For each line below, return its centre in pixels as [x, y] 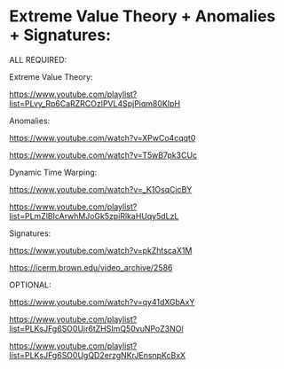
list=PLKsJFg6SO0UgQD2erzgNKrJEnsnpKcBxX [98, 355]
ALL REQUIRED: [38, 59]
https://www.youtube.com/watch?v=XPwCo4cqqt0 [103, 137]
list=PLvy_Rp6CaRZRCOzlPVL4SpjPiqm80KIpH [95, 103]
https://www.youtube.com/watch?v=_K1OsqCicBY [101, 189]
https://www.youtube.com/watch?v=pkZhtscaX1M [101, 250]
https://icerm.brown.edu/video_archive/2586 [91, 267]
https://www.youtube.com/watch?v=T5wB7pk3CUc [103, 155]
